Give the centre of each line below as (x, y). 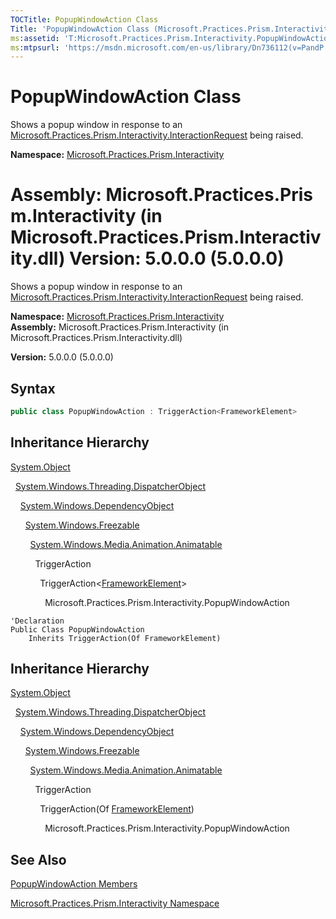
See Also (38, 859)
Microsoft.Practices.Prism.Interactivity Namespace (115, 903)
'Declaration (37, 621)
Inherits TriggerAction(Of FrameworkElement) (125, 638)
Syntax (33, 388)
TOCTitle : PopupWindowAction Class (84, 19)
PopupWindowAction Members (74, 884)
